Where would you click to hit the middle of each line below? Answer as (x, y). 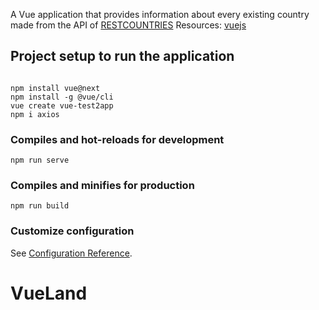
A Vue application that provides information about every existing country (160, 14)
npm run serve (40, 160)
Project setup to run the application (122, 56)
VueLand (49, 293)
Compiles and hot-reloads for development (117, 139)
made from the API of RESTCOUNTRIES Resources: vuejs (128, 25)
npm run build (40, 206)
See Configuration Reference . (71, 253)
